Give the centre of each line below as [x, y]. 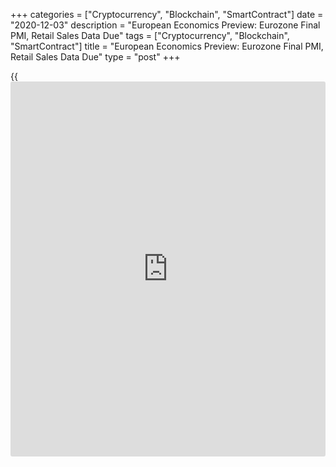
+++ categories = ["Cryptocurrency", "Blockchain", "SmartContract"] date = [167, 14]
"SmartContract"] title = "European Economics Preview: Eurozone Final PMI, [167, 46]
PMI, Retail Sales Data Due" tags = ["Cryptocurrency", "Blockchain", [150, 35]
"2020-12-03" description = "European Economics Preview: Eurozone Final [165, 25]
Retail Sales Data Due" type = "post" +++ [95, 57]
